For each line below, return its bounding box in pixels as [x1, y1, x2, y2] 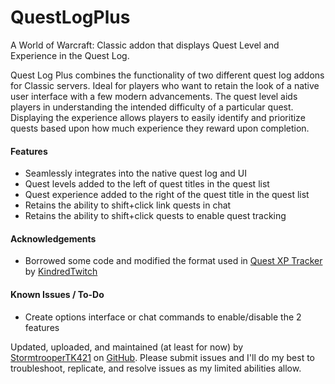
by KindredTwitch [24, 266, 98, 278]
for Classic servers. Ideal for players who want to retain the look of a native [10, 79, 320, 91]
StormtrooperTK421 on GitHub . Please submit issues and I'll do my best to [10, 351, 316, 363]
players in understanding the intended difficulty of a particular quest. [10, 101, 294, 113]
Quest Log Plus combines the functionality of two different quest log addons [10, 69, 325, 81]
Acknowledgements [10, 232, 97, 245]
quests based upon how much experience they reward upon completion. [10, 122, 310, 134]
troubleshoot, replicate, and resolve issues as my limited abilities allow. [10, 362, 302, 374]
